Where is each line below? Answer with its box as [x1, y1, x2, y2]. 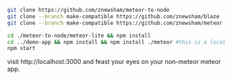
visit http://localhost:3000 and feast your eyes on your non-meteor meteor [7, 58, 222, 66]
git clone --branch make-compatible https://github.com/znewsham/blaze [7, 13, 219, 20]
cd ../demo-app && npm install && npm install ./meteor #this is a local [7, 38, 226, 45]
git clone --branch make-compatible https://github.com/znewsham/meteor [7, 19, 223, 26]
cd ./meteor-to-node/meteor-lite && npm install [7, 32, 151, 39]
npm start [7, 45, 36, 52]
